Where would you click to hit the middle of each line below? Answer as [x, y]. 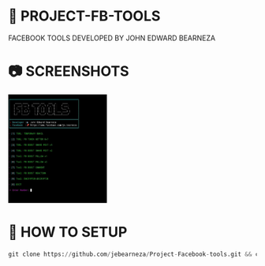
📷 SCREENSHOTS [69, 71]
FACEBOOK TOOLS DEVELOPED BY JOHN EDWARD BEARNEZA [112, 38]
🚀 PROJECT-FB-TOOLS [84, 16]
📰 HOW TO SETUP [68, 232]
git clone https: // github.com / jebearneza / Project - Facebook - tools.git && [130, 254]
